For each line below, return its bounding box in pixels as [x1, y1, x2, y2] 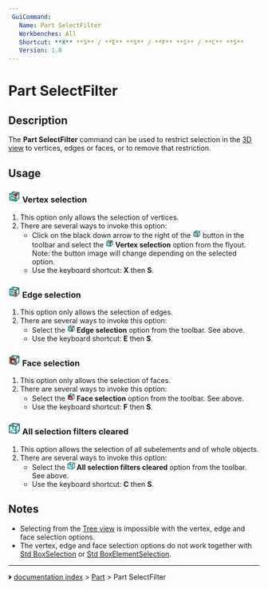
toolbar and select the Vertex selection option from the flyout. [31, 239, 246, 249]
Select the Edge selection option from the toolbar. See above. [31, 326, 246, 335]
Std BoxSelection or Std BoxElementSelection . [19, 549, 171, 559]
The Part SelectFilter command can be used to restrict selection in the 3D [8, 135, 252, 144]
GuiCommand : [11, 13, 52, 21]
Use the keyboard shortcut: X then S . [31, 265, 154, 275]
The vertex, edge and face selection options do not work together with [19, 540, 253, 550]
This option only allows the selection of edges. [19, 307, 173, 317]
